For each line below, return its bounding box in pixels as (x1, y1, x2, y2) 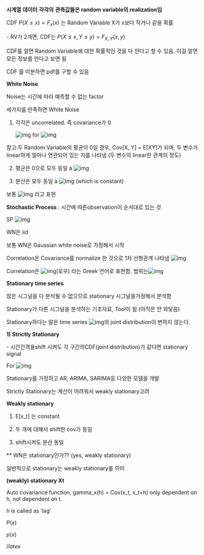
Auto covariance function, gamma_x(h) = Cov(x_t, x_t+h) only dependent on (6, 488, 197, 496)
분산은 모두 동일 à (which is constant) (15, 177, 124, 184)
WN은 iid (6, 228, 29, 235)
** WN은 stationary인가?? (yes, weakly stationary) (6, 451, 131, 459)
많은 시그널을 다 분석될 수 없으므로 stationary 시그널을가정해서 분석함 (6, 292, 172, 300)
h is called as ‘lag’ (6, 507, 51, 514)
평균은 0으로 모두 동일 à (15, 164, 73, 172)
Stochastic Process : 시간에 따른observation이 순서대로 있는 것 (6, 203, 161, 211)
